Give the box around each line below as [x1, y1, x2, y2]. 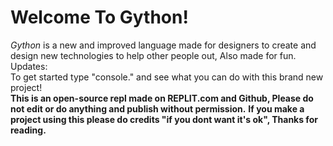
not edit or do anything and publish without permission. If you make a [10, 102, 305, 115]
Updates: [10, 60, 48, 72]
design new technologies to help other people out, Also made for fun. [10, 49, 297, 61]
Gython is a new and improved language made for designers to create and [10, 39, 317, 51]
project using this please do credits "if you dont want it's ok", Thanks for [10, 113, 318, 125]
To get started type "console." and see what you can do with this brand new [10, 71, 324, 83]
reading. [10, 124, 47, 136]
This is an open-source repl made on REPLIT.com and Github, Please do [10, 92, 314, 104]
